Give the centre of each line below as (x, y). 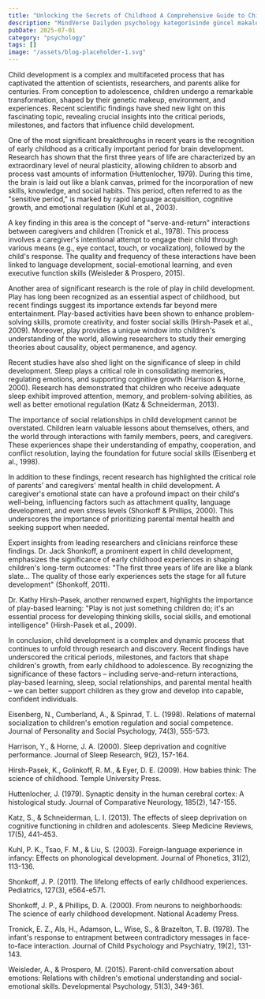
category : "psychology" (47, 38)
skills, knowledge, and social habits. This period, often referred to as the (125, 191)
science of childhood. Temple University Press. (85, 778)
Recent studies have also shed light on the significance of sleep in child (124, 362)
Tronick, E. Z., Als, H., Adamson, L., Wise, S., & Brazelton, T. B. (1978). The (129, 929)
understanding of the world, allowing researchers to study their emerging (127, 339)
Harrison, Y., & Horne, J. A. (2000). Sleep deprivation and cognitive (118, 746)
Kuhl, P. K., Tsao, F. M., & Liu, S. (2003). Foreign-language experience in (125, 849)
